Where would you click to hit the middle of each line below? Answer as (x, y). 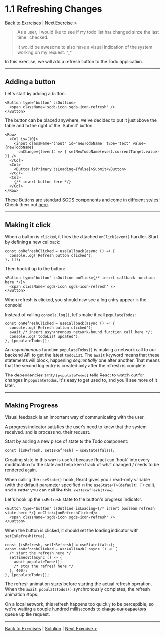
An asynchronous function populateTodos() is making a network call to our (81, 349)
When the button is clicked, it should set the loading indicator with (72, 531)
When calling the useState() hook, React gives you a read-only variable (78, 480)
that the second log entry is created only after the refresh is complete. (76, 365)
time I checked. (33, 37)
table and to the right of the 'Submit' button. (50, 125)
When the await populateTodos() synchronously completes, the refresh (78, 589)
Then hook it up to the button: (35, 268)
